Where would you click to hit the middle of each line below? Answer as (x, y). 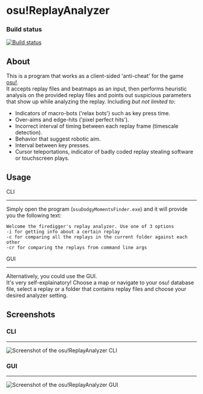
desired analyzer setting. (37, 296)
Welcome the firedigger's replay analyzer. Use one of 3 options (90, 227)
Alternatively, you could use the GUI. (52, 276)
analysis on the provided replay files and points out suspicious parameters (99, 95)
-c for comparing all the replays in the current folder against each (97, 237)
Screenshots (31, 314)
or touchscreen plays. (42, 158)
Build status (24, 30)
